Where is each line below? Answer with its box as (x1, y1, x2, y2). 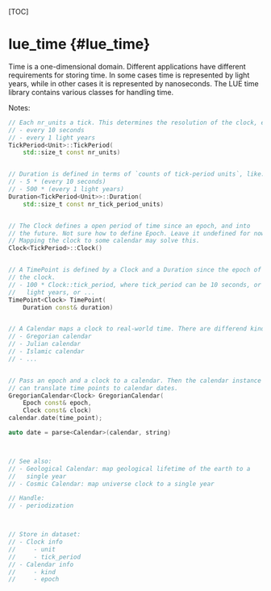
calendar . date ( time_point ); (8, 414, 103, 422)
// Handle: (8, 494, 45, 502)
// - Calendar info (8, 560, 74, 568)
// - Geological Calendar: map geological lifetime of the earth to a (8, 464, 251, 472)
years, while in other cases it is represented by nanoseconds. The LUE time (8, 78, 260, 88)
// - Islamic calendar (8, 348, 85, 356)
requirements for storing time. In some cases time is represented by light (8, 70, 250, 80)
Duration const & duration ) (23, 303, 114, 311)
